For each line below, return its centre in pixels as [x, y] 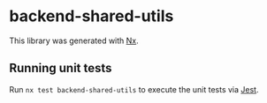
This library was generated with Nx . [74, 40]
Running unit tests [61, 68]
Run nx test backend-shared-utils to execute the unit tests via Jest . [134, 89]
